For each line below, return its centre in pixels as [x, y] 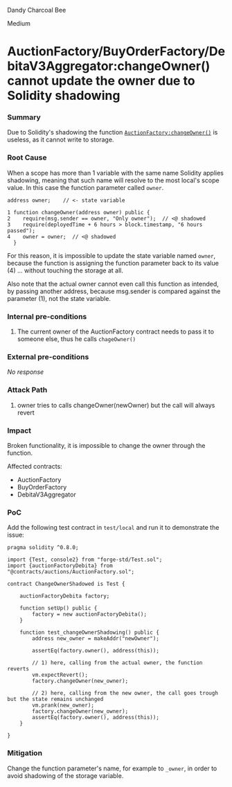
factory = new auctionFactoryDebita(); [90, 614]
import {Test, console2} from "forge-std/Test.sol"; [85, 560]
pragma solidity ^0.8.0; [43, 548]
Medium [19, 23]
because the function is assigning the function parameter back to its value [113, 263]
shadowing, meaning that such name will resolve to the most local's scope [113, 180]
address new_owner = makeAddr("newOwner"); [96, 639]
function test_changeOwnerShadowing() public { [89, 633]
